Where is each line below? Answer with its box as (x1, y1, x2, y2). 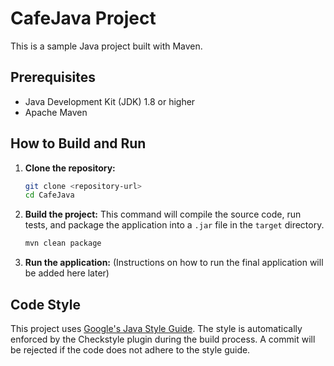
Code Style (10, 296, 81, 313)
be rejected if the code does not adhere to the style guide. (10, 344, 251, 356)
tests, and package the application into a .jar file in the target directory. (24, 219, 325, 231)
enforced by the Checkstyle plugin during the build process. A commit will (10, 333, 316, 345)
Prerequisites (10, 69, 96, 86)
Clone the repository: (24, 162, 116, 174)
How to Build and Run (10, 135, 147, 152)
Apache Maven (24, 106, 88, 118)
